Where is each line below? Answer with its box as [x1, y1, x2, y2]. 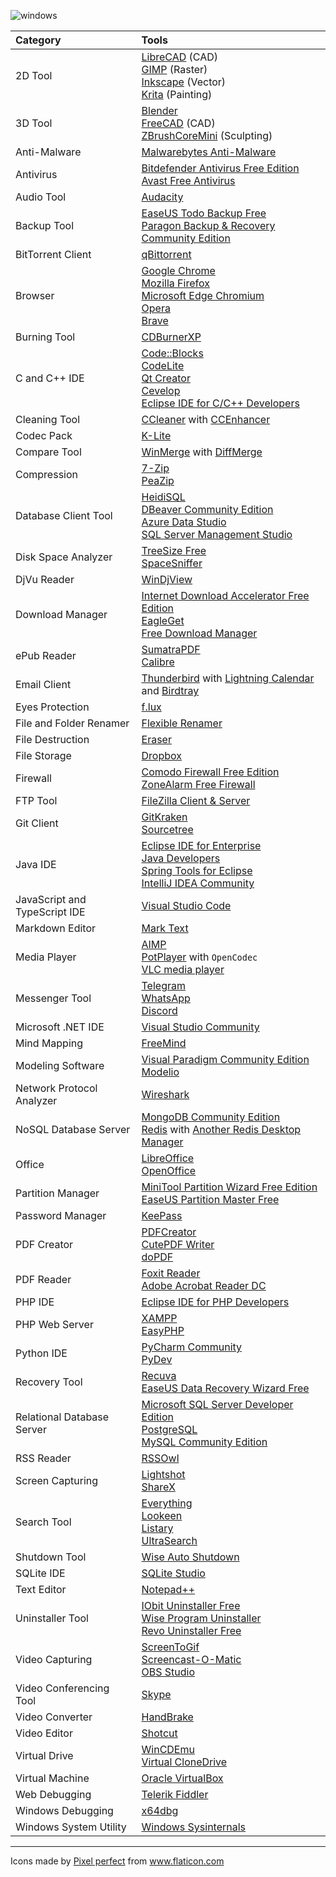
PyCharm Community [141, 1340, 243, 1354]
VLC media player [141, 963, 225, 976]
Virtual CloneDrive [141, 1755, 228, 1769]
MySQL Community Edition [141, 1435, 268, 1449]
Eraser [141, 733, 172, 746]
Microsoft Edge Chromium [141, 289, 265, 302]
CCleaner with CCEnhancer [141, 413, 271, 426]
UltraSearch [141, 1534, 198, 1547]
